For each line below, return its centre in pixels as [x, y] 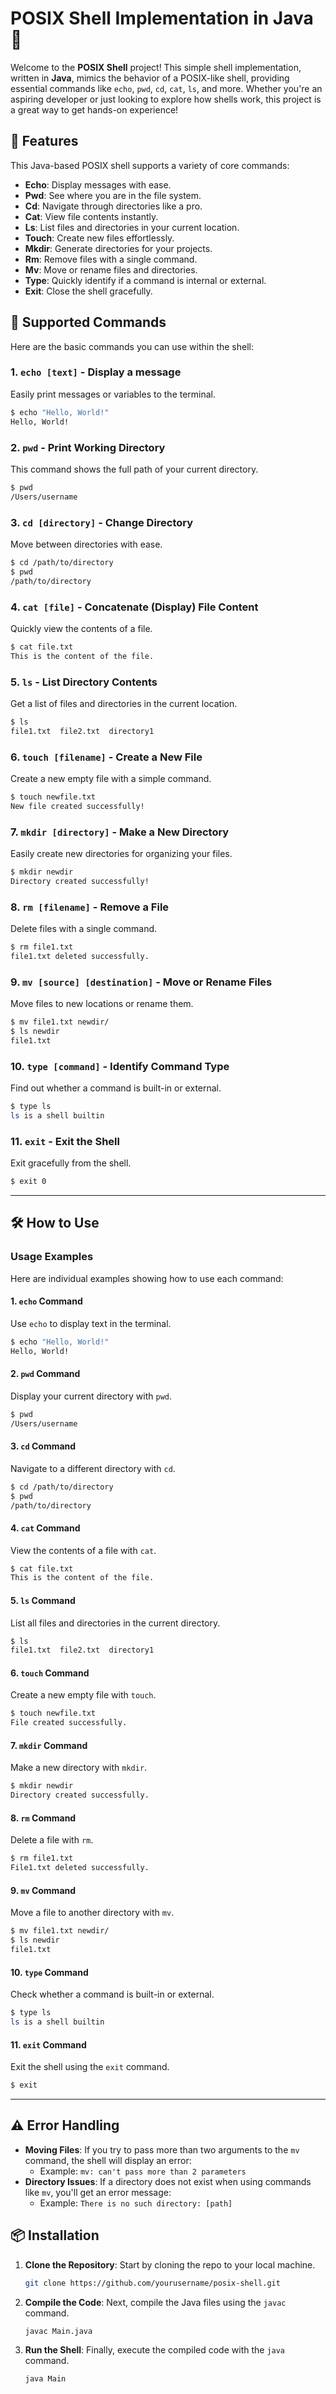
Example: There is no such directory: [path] [136, 2203]
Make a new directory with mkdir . [79, 1768]
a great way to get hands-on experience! [94, 109]
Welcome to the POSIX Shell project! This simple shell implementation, [156, 67]
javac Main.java [58, 2331]
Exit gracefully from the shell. [71, 1163]
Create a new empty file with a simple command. [111, 778]
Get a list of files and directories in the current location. [124, 703]
